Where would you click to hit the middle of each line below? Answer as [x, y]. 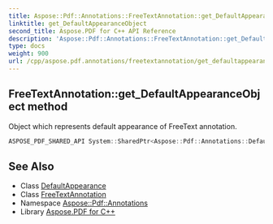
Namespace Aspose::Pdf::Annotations [84, 203]
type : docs [27, 46]
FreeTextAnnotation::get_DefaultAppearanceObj [134, 94]
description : [30, 39]
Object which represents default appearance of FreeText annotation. [123, 126]
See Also [31, 166]
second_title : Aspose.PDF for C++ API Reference [92, 31]
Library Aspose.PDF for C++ [68, 212]
